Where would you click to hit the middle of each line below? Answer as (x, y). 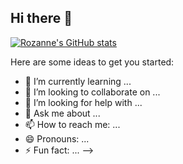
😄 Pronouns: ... (57, 138)
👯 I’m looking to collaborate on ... (92, 92)
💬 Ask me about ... (62, 113)
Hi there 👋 (41, 18)
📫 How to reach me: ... (72, 124)
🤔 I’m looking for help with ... (83, 102)
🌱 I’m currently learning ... (78, 81)
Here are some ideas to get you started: (92, 62)
